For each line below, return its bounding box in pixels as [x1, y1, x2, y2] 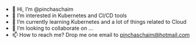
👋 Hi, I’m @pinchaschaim [11, 6, 74, 12]
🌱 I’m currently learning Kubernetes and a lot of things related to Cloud [11, 18, 187, 25]
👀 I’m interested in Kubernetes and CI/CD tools [11, 12, 127, 19]
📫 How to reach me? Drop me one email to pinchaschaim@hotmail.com [11, 32, 190, 38]
